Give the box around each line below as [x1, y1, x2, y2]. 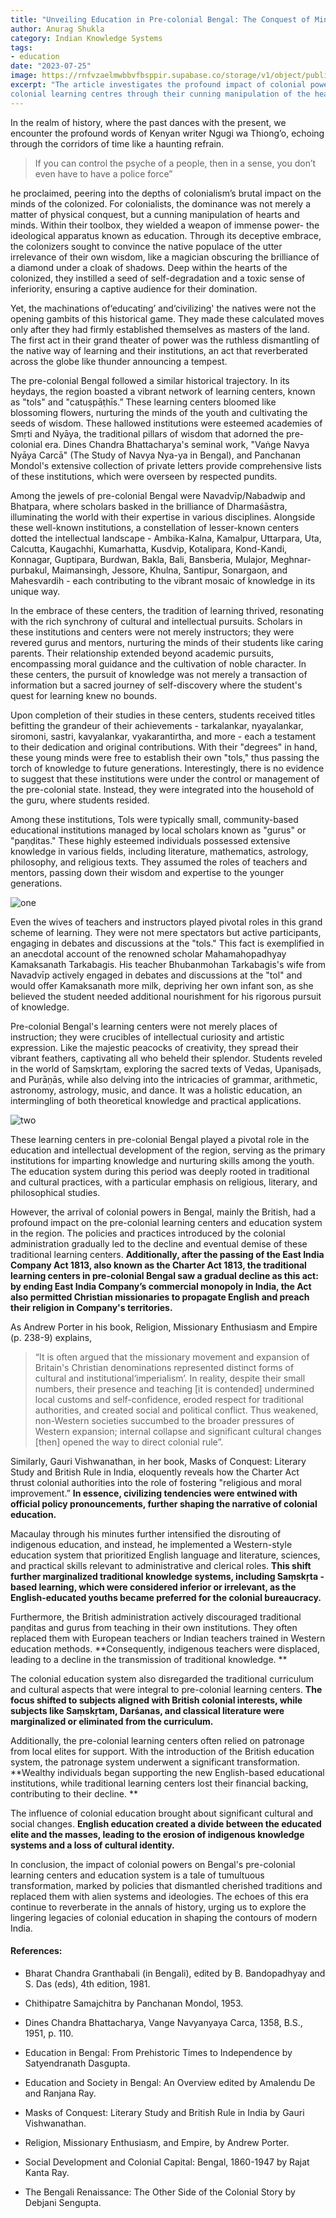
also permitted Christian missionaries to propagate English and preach [10, 1291, 310, 1303]
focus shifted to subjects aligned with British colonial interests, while [10, 1694, 303, 1706]
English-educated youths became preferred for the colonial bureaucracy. [10, 1591, 322, 1603]
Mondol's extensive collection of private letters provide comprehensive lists [10, 459, 322, 471]
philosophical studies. [10, 1186, 101, 1198]
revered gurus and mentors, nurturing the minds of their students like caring [10, 636, 324, 648]
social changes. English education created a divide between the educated [10, 1817, 322, 1830]
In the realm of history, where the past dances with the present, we [10, 116, 287, 128]
